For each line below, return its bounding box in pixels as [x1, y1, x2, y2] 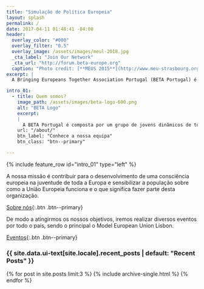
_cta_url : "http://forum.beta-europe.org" [12, 60, 121, 66]
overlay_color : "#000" [12, 37, 69, 43]
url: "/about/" [17, 127, 56, 134]
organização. [6, 192, 39, 199]
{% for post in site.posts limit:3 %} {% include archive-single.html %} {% [6, 270, 188, 277]
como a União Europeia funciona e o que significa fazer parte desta [6, 185, 175, 192]
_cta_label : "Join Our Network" [12, 54, 94, 60]
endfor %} [6, 277, 32, 284]
